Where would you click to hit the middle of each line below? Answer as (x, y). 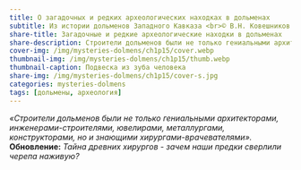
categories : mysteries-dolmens (68, 84)
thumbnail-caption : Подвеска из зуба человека (98, 68)
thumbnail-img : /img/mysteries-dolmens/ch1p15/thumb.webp (120, 59)
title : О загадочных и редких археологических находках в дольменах (140, 17)
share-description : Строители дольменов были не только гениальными (140, 42)
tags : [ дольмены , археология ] (66, 92)
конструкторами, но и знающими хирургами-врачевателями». (131, 137)
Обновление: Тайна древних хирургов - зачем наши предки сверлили (146, 146)
